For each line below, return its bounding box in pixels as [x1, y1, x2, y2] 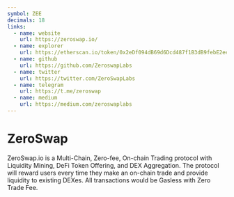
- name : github [13, 56, 58, 63]
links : [7, 23, 26, 30]
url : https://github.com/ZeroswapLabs [19, 62, 132, 69]
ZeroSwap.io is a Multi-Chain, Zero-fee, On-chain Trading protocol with [7, 154, 212, 162]
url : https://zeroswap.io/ [19, 36, 98, 43]
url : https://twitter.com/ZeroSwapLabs [19, 74, 136, 82]
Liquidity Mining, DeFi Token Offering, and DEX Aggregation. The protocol [7, 161, 219, 169]
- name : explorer [13, 42, 64, 49]
